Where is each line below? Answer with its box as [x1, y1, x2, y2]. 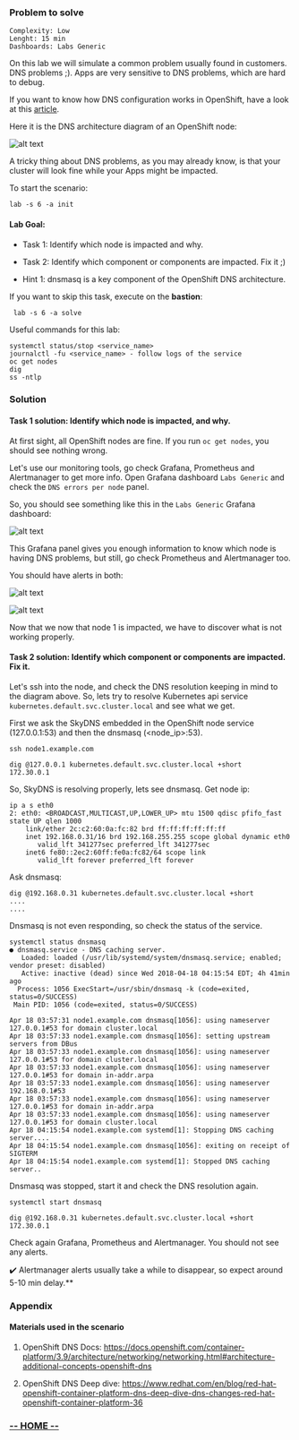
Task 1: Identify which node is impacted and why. [21, 239, 204, 250]
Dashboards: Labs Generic [9, 42, 106, 51]
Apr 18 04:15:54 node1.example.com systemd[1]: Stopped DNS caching [9, 1157, 270, 1166]
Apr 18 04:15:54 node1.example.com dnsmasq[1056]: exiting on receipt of [9, 1141, 291, 1150]
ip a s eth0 [9, 801, 54, 810]
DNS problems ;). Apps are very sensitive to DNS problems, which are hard [9, 67, 286, 78]
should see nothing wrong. [9, 445, 108, 456]
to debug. [9, 77, 45, 88]
